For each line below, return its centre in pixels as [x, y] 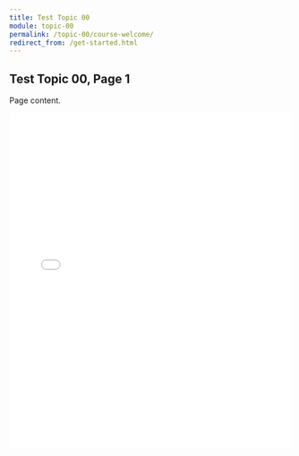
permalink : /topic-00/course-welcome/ [81, 34]
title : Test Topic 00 [50, 17]
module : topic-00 [42, 26]
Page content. [35, 100]
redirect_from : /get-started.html [74, 43]
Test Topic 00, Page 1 [70, 78]
